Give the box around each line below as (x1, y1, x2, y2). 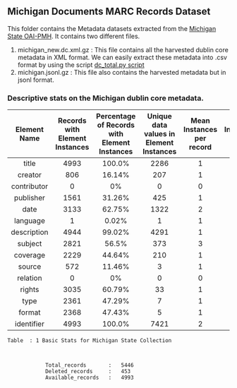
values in (144, 129, 176, 139)
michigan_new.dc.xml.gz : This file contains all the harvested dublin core (17, 45, 229, 54)
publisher (13, 193, 46, 203)
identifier (15, 319, 44, 329)
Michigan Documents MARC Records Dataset (7, 6, 211, 18)
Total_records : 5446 (44, 362, 134, 369)
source (18, 262, 42, 272)
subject (17, 239, 42, 249)
